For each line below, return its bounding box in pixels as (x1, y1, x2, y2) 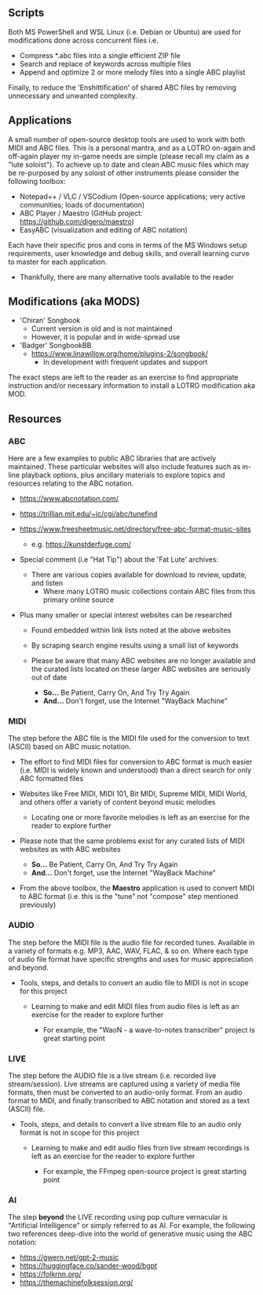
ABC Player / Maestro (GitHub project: (19, 208, 143, 218)
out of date (31, 673, 68, 682)
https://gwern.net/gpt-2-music (19, 1253, 119, 1262)
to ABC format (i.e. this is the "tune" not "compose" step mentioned (19, 892, 239, 901)
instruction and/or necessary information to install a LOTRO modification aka (8, 381, 256, 391)
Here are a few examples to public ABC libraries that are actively (8, 453, 217, 463)
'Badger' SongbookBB (19, 341, 92, 350)
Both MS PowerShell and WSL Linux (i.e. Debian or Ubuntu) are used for (8, 27, 242, 36)
